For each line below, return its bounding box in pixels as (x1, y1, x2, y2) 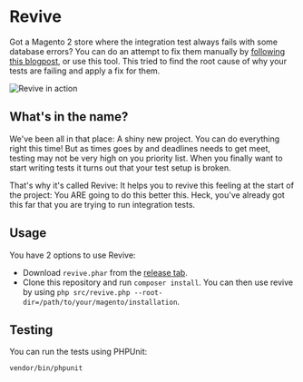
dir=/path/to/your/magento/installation (22, 298, 178, 307)
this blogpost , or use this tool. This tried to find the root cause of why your (9, 55, 288, 66)
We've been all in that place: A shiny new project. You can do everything (9, 133, 280, 144)
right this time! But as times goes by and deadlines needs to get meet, (9, 142, 270, 153)
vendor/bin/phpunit (9, 364, 83, 373)
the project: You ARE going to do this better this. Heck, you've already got (9, 189, 286, 201)
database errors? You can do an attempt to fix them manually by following (9, 45, 286, 56)
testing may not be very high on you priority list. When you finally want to (9, 152, 283, 163)
